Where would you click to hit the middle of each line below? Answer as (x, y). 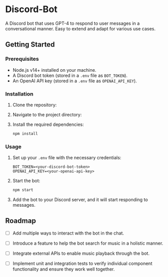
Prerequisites (22, 59)
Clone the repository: (35, 105)
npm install (25, 133)
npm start (23, 190)
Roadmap (21, 221)
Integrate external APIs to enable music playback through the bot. (81, 253)
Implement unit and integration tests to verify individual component (82, 263)
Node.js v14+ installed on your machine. (54, 70)
